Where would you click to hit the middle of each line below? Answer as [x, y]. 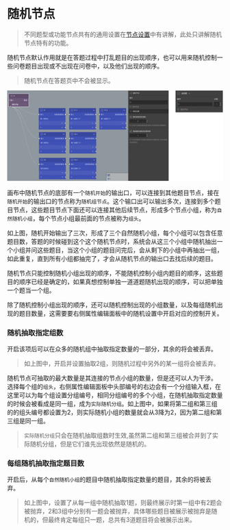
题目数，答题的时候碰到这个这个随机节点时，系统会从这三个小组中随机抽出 [112, 241]
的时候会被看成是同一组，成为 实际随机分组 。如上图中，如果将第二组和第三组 [112, 403]
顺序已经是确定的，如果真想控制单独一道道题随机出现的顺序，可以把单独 [121, 281]
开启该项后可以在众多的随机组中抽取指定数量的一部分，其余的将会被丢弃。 [112, 349]
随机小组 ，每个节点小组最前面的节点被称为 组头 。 [78, 218]
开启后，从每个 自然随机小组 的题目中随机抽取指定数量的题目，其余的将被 [106, 479]
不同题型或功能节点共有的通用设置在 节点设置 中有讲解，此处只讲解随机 [123, 34]
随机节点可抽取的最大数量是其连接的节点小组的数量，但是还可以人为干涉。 [112, 378]
